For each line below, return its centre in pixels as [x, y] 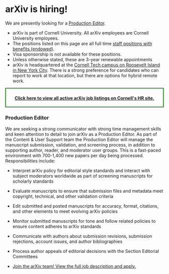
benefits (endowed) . [33, 49]
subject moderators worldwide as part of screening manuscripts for [82, 176]
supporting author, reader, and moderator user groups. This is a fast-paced [83, 150]
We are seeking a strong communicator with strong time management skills [83, 128]
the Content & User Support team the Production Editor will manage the [79, 140]
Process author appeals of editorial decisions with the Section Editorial [86, 251]
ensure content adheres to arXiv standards [57, 226]
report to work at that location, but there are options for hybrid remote [85, 75]
